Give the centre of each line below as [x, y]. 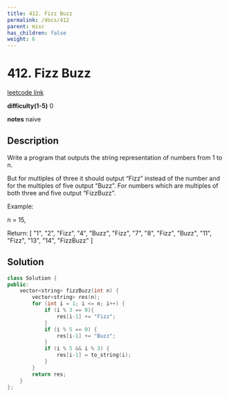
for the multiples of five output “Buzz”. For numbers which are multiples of [113, 185]
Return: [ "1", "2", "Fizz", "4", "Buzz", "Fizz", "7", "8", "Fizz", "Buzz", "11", [110, 233]
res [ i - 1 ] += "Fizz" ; [86, 316]
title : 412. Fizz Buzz [40, 13]
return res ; [49, 374]
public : [18, 284]
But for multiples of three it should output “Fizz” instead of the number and [113, 178]
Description [33, 141]
